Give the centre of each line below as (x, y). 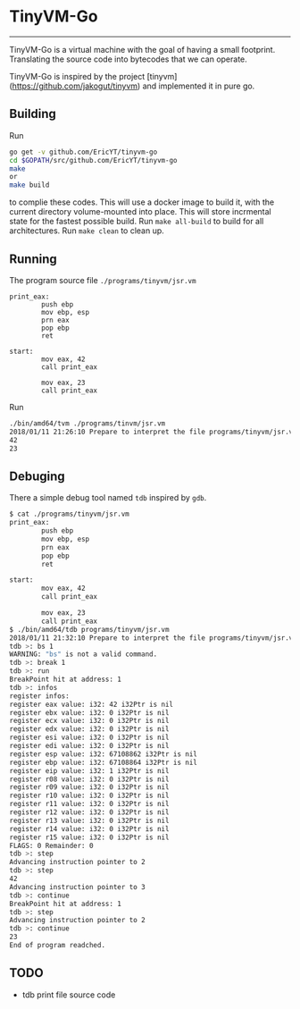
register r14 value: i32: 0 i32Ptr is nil (89, 828)
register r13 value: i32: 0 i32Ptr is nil (89, 820)
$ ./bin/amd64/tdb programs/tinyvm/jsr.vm (89, 629)
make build (29, 185)
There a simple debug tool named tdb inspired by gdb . (108, 498)
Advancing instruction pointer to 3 (77, 887)
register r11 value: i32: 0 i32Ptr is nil (89, 804)
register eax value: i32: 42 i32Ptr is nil (92, 704)
